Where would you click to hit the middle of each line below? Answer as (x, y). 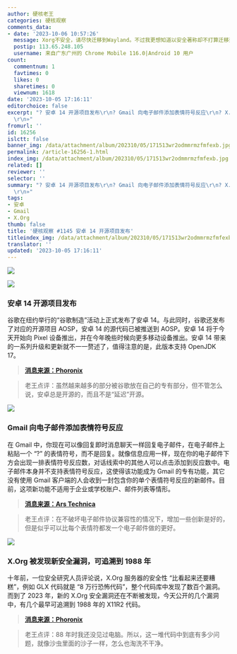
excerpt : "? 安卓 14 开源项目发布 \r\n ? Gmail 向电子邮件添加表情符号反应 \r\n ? (115, 113)
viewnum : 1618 (34, 93)
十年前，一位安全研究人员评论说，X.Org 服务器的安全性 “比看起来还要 (108, 578)
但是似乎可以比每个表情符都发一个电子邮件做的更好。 (102, 527)
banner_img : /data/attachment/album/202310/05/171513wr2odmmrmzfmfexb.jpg (120, 146)
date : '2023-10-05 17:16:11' (50, 100)
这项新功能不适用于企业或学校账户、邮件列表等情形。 (97, 488)
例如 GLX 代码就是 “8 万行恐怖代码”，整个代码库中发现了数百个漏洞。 (123, 587)
